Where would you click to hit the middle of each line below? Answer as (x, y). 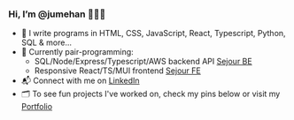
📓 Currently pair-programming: (77, 52)
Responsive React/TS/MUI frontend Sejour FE (117, 71)
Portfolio (37, 107)
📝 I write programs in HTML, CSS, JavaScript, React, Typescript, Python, (153, 34)
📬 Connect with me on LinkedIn (80, 81)
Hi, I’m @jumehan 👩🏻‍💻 (57, 14)
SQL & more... (46, 42)
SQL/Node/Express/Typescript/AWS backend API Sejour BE (143, 62)
